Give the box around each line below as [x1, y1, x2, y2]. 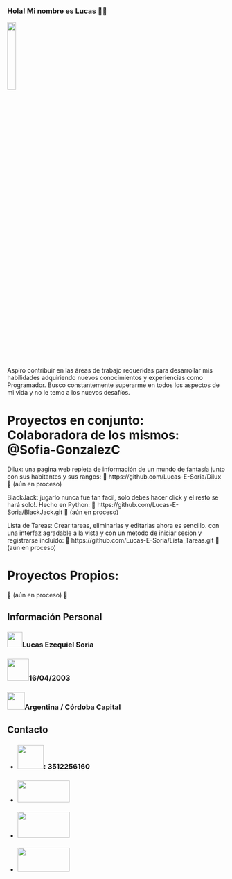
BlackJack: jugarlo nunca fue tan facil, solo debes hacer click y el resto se [7, 493, 219, 502]
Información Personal [7, 611, 102, 623]
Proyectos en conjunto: [7, 413, 144, 429]
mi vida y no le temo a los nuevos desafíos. [7, 389, 130, 397]
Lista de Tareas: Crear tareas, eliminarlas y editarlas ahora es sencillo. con [7, 522, 220, 530]
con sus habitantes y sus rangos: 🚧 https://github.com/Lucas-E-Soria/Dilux [7, 472, 222, 481]
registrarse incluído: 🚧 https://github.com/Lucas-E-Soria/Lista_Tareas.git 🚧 [7, 536, 220, 545]
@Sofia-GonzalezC [7, 442, 121, 458]
